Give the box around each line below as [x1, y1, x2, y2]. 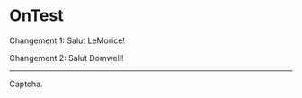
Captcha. [9, 78, 43, 89]
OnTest [9, 5, 65, 26]
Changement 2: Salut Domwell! [9, 52, 124, 63]
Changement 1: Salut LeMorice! [9, 35, 126, 46]
